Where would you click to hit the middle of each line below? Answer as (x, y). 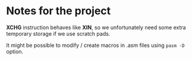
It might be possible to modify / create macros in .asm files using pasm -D (95, 45)
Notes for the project (59, 11)
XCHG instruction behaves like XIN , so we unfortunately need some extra (96, 27)
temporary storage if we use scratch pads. (58, 33)
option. (15, 51)
